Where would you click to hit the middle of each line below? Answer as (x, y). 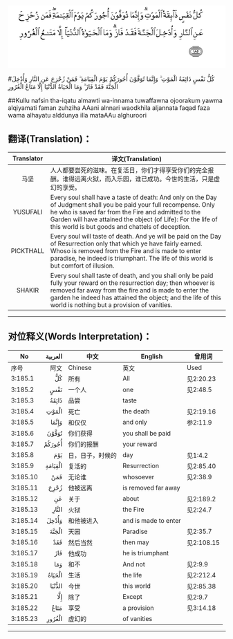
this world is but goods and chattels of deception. (120, 227)
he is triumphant (146, 553)
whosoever (139, 476)
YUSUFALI (28, 212)
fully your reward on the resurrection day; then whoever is (132, 283)
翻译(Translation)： (50, 139)
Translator (28, 158)
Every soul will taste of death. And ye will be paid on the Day (136, 237)
